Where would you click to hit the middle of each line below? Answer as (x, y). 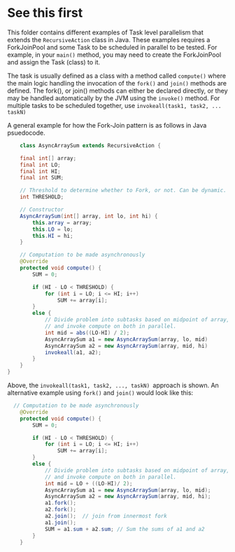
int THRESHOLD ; (42, 197)
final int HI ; (40, 171)
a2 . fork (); (60, 510)
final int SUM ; (42, 178)
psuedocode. (26, 133)
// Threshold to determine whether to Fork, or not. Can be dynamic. (123, 191)
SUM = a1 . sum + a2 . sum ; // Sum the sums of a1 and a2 (124, 529)
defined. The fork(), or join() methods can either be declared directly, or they (117, 90)
